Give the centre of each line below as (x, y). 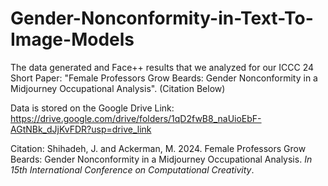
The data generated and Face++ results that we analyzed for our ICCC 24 (162, 67)
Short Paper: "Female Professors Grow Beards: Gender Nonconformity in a (164, 78)
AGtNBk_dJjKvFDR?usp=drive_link (81, 129)
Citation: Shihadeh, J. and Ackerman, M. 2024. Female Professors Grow (158, 148)
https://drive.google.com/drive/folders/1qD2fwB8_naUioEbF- (136, 118)
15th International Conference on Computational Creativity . (132, 169)
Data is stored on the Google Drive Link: (92, 108)
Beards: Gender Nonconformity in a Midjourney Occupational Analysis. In (161, 159)
